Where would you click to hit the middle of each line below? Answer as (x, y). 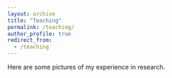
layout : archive (31, 14)
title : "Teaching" (34, 21)
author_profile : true (39, 34)
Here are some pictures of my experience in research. (86, 67)
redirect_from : (30, 40)
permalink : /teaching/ (41, 27)
